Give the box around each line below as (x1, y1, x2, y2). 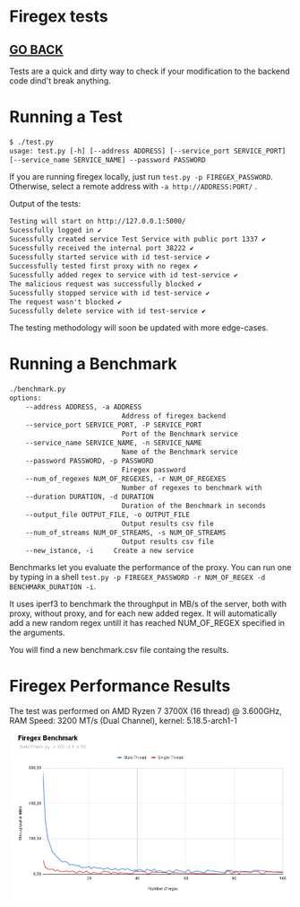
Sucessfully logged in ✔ (9, 225, 102, 234)
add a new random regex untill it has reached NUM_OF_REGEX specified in (9, 617, 285, 628)
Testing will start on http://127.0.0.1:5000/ (9, 216, 186, 225)
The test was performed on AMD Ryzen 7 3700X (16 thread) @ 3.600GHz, (9, 705, 282, 716)
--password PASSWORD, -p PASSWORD (25, 456, 154, 465)
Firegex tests (9, 6, 109, 27)
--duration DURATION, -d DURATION (25, 492, 154, 501)
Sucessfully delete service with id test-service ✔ (9, 306, 206, 315)
